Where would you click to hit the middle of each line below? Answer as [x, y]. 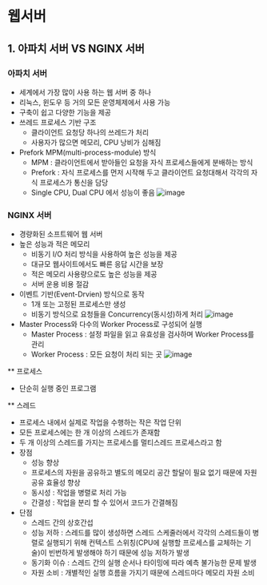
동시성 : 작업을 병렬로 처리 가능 [79, 493]
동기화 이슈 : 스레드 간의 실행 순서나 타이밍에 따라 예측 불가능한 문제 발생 [144, 563]
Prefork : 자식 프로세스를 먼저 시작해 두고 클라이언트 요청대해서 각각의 [140, 172]
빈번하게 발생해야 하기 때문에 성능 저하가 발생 [119, 553]
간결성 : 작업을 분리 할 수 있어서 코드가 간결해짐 [104, 502]
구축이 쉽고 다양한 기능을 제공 [65, 112]
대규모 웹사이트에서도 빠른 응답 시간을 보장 [98, 264]
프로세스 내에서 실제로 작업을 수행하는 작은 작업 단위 [100, 422]
